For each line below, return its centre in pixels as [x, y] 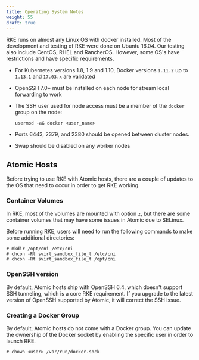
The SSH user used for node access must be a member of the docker [99, 106]
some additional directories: [40, 238]
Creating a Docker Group [43, 315]
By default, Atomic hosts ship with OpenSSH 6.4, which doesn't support [94, 287]
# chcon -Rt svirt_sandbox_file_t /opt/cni [61, 259]
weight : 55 [20, 17]
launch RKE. [21, 341]
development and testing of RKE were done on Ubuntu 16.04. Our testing [95, 46]
